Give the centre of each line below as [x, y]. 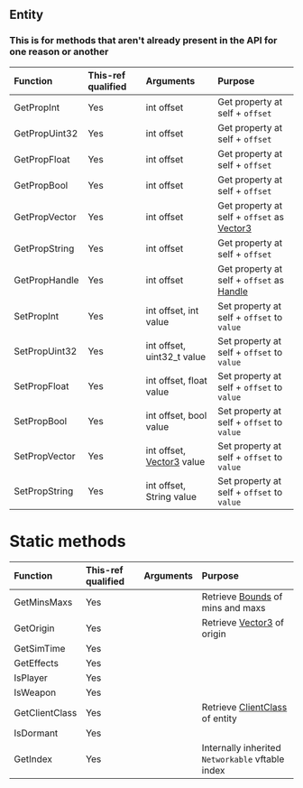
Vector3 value [175, 461]
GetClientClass [46, 712]
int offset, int [172, 311]
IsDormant [36, 733]
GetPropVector [45, 217]
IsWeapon [35, 692]
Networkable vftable [243, 759]
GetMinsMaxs [43, 602]
